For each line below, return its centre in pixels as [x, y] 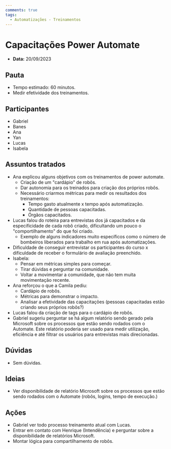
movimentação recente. [45, 280]
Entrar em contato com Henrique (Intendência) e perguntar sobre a [83, 431]
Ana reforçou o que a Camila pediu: [50, 285]
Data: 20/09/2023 [32, 59]
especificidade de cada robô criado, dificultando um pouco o [77, 226]
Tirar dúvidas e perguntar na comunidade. [65, 269]
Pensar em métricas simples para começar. [66, 263]
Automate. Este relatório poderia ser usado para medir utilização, [81, 329]
